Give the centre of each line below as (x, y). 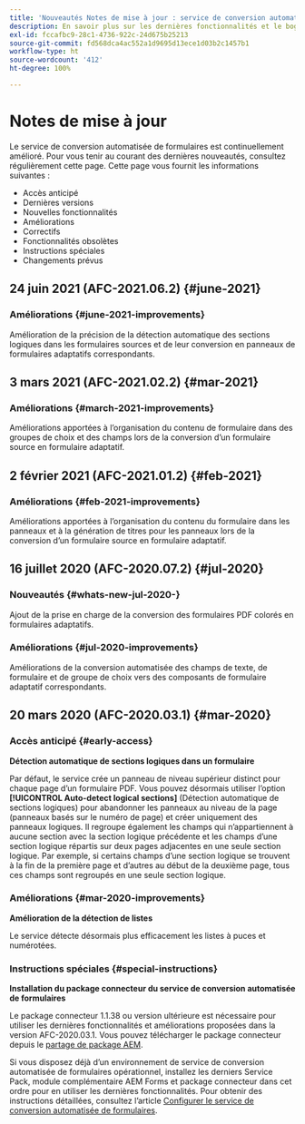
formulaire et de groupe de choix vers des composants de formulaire (138, 677)
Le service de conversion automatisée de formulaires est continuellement (147, 146)
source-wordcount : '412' (56, 60)
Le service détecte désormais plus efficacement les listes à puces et (138, 935)
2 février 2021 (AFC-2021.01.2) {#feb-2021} (136, 476)
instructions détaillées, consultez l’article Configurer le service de (132, 1101)
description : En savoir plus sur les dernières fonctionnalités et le (146, 26)
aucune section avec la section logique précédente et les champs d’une (144, 836)
